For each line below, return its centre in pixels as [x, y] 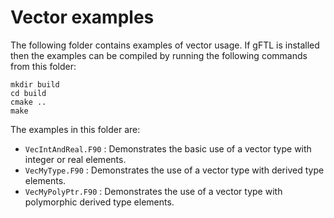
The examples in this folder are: [75, 129]
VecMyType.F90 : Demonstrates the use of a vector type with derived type [174, 170]
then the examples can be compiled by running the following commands [159, 55]
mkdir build [35, 84]
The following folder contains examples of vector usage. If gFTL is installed [165, 45]
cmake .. [28, 102]
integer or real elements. [75, 159]
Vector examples [82, 17]
